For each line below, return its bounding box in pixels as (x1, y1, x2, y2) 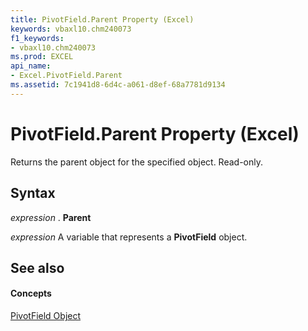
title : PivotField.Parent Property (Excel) (10, 14, 195, 25)
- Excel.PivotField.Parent (10, 71, 123, 81)
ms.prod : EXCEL (10, 52, 74, 62)
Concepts (10, 287, 52, 300)
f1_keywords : (10, 33, 65, 43)
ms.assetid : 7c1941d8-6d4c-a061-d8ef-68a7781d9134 (10, 80, 226, 90)
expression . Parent (10, 211, 92, 223)
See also (10, 259, 65, 276)
